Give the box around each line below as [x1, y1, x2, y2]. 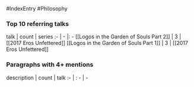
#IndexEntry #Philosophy [6, 5, 68, 12]
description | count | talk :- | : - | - [6, 74, 88, 81]
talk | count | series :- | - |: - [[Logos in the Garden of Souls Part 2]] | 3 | [6, 33, 182, 40]
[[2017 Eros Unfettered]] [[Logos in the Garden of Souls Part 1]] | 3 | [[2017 [6, 40, 189, 47]
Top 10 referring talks [6, 20, 69, 28]
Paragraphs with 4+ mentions [6, 60, 94, 69]
